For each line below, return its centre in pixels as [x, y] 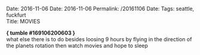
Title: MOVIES [23, 21]
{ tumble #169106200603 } [41, 33]
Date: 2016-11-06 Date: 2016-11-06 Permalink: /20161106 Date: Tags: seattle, [100, 9]
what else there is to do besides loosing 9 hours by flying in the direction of [99, 39]
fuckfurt [16, 15]
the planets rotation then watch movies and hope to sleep [77, 45]
